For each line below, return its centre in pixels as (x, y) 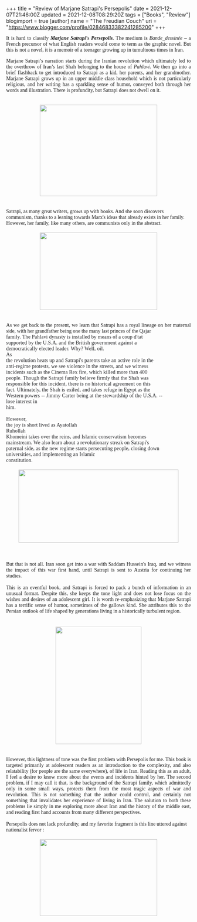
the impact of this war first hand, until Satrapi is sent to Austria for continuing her (98, 570)
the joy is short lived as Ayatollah (42, 425)
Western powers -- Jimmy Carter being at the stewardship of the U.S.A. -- (84, 396)
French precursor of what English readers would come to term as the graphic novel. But (98, 44)
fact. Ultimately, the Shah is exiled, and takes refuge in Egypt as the (78, 390)
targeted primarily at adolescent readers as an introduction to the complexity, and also (98, 765)
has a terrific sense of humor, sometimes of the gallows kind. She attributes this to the (98, 605)
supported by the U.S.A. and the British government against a (72, 343)
